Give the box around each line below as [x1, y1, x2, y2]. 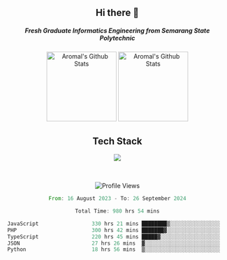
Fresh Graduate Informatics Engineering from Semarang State [24, 26, 210, 35]
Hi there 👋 [95, 7, 140, 19]
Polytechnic [99, 33, 136, 42]
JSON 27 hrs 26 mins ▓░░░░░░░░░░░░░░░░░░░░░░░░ [7, 240, 220, 247]
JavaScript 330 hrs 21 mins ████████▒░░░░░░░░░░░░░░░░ [7, 220, 220, 227]
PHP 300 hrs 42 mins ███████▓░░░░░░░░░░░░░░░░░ [7, 227, 220, 234]
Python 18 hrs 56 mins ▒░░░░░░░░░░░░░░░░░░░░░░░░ [7, 246, 220, 253]
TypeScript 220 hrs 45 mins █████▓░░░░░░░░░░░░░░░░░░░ [7, 233, 220, 240]
